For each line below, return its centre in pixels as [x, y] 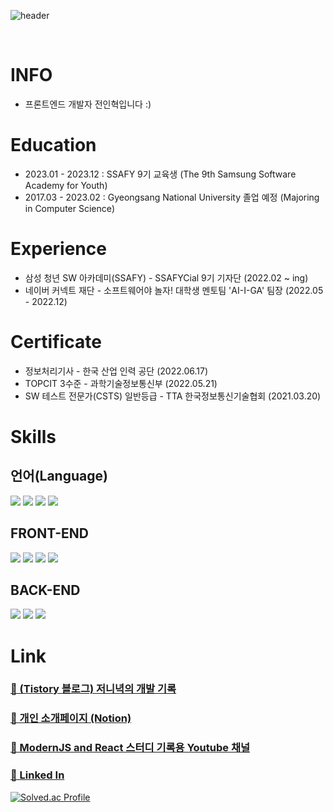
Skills [33, 436]
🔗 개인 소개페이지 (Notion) [71, 718]
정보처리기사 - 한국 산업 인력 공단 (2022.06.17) [116, 371]
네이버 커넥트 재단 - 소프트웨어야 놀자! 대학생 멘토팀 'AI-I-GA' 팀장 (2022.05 [174, 290]
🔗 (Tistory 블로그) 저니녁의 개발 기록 [93, 689]
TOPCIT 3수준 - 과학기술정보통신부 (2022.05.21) [121, 383]
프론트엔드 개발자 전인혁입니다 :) [88, 104]
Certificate [56, 342]
